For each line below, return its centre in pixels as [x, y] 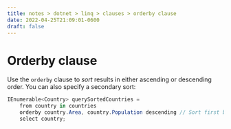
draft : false [26, 26]
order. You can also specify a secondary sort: [71, 87]
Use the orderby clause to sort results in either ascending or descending [109, 79]
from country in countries [58, 106]
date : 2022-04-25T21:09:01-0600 [53, 20]
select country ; [43, 119]
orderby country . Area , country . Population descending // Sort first [120, 112]
